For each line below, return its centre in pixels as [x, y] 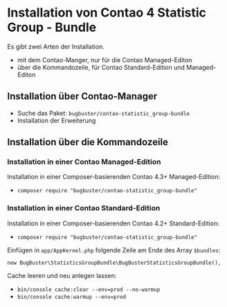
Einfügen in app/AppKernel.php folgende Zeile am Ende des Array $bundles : [114, 250]
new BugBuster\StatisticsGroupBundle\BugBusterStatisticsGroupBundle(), [114, 263]
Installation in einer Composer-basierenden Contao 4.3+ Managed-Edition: [113, 177]
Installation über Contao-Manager [82, 96]
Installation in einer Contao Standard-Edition [84, 208]
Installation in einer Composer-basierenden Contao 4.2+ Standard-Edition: [113, 223]
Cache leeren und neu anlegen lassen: [62, 275]
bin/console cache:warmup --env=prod [72, 297]
